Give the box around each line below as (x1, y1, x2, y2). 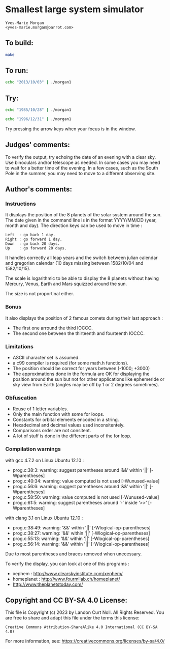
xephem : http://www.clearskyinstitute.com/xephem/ (12, 570, 123, 576)
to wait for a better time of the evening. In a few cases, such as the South (5, 164, 158, 171)
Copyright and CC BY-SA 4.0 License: (5, 596, 128, 604)
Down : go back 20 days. (5, 241, 60, 246)
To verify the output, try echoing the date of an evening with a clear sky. (5, 154, 156, 160)
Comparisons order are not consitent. (12, 428, 91, 434)
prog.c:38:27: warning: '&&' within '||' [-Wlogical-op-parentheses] (12, 530, 151, 536)
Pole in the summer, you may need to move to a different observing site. (5, 170, 156, 176)
